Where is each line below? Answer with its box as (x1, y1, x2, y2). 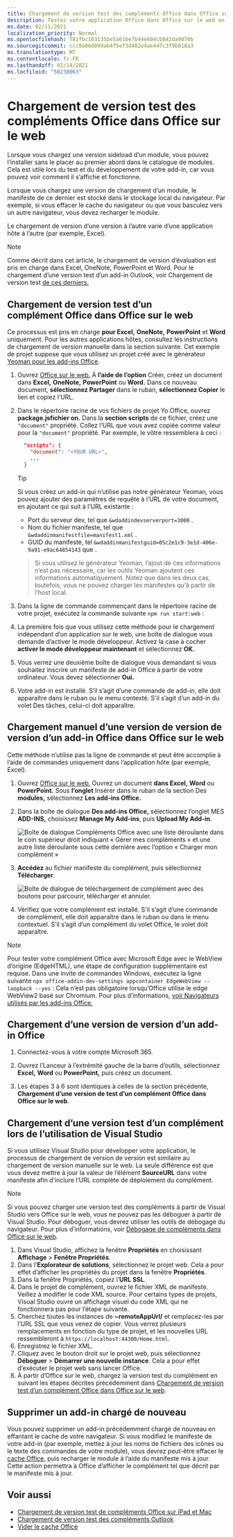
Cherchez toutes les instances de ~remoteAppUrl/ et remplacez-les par (17, 1313, 224, 1321)
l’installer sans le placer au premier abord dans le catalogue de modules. (7, 158, 215, 167)
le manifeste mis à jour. (7, 1469, 74, 1477)
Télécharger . (17, 871, 55, 879)
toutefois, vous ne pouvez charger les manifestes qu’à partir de (34, 581, 216, 589)
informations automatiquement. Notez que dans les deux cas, (34, 573, 211, 582)
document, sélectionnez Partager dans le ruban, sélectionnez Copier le (17, 386, 225, 394)
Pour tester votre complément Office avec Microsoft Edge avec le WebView (7, 954, 223, 962)
